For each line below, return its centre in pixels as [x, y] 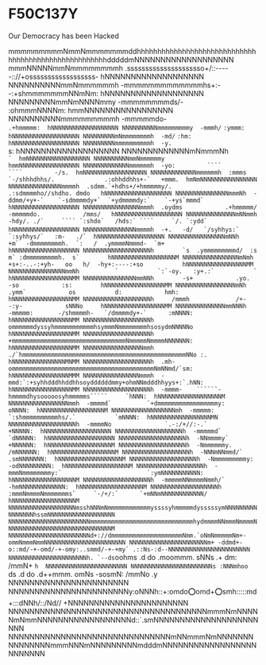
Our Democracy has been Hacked [64, 36]
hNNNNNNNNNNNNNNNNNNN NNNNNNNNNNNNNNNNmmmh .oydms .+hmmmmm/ [133, 207]
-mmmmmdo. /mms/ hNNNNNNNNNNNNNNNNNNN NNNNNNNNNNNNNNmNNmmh [133, 214]
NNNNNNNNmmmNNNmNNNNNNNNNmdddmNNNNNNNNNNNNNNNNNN [133, 645]
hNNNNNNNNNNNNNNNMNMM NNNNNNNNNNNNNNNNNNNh [81, 361]
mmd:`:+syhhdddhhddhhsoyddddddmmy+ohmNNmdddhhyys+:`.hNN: [106, 382]
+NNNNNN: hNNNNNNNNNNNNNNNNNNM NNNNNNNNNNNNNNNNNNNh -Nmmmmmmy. [120, 445]
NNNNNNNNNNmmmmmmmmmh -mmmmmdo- [88, 118]
